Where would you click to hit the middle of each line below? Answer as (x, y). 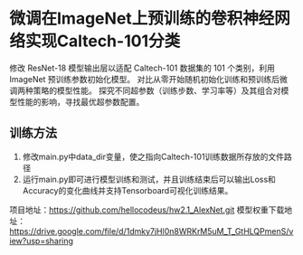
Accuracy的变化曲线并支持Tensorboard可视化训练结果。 (128, 190)
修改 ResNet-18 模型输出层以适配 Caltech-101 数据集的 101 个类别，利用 (142, 68)
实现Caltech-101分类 (103, 41)
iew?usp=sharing (42, 241)
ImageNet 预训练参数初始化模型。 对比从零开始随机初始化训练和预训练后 (145, 79)
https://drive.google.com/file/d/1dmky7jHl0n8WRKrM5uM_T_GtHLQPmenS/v (151, 231)
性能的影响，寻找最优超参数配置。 (80, 101)
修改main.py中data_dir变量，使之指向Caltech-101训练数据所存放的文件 (153, 156)
